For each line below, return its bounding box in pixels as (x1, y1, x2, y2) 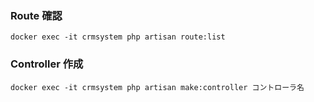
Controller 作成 (10, 57, 84, 71)
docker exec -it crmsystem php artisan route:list (10, 32, 226, 42)
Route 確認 (10, 8, 63, 22)
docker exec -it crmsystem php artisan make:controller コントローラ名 (10, 82, 305, 92)
